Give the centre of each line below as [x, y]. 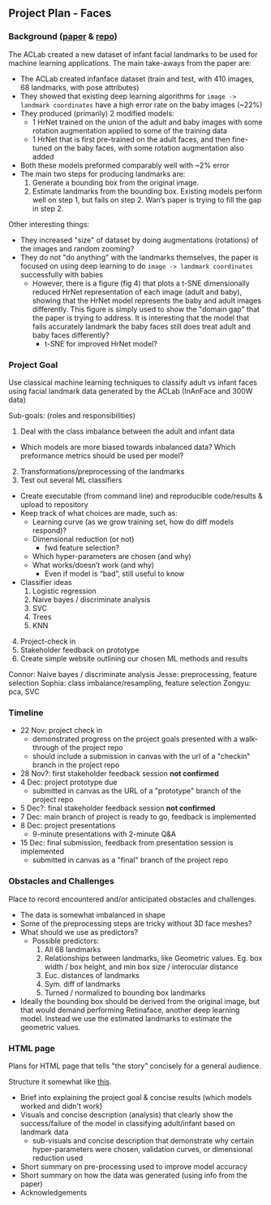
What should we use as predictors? [79, 932]
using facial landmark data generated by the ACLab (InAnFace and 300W [131, 391]
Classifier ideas [46, 582]
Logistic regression [64, 591]
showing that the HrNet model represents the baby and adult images [147, 300]
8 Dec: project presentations [68, 826]
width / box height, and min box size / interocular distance [142, 967]
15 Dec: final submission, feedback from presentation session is [127, 843]
